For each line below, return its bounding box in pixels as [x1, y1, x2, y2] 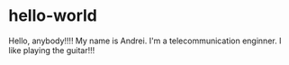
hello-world [8, 5, 98, 26]
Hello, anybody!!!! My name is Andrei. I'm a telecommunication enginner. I [8, 35, 282, 46]
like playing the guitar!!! [8, 44, 95, 55]
